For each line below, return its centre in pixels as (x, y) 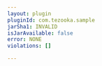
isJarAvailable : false (40, 33)
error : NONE (24, 40)
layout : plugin (29, 14)
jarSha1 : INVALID (32, 26)
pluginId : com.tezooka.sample (51, 20)
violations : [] (29, 46)
